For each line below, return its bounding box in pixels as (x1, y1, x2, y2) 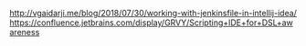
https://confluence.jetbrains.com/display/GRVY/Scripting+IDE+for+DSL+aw (9, 17, 294, 28)
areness (9, 27, 40, 37)
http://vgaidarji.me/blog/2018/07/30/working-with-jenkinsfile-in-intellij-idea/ (9, 8, 297, 18)
